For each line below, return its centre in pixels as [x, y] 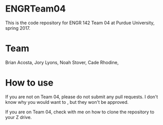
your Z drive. [18, 117]
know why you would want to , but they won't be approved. [67, 102]
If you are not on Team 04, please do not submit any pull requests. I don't [82, 97]
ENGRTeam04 [35, 9]
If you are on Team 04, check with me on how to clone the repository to [80, 112]
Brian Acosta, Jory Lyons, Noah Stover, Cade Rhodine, [62, 62]
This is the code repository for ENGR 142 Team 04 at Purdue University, [80, 23]
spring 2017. [18, 28]
